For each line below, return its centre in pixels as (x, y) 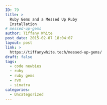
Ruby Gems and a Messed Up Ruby (44, 19)
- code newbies (26, 66)
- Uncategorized (27, 94)
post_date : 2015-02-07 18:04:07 (39, 38)
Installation (23, 24)
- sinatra (20, 85)
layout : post (19, 43)
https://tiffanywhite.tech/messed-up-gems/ (56, 52)
